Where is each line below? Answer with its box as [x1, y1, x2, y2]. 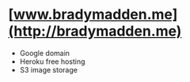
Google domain [19, 48, 70, 58]
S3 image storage [19, 65, 78, 74]
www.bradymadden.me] [13, 6, 178, 24]
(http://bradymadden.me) [8, 22, 182, 40]
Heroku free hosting [19, 57, 85, 66]
